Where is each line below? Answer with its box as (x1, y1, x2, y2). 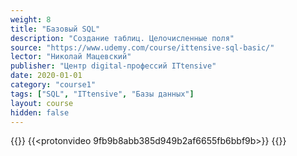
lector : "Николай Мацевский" (10, 52, 132, 62)
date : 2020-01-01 (10, 71, 83, 81)
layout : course (10, 98, 74, 108)
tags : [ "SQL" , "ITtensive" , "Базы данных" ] (10, 89, 195, 99)
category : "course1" (10, 80, 97, 90)
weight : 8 (10, 14, 52, 25)
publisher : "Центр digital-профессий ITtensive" (10, 61, 217, 71)
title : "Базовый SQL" (10, 24, 101, 34)
